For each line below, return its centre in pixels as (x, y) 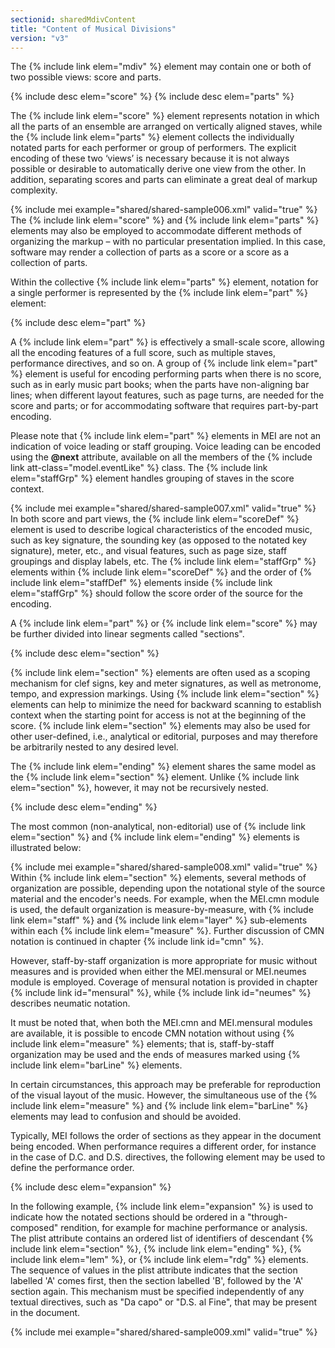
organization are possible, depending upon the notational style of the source (168, 888)
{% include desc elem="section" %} (85, 653)
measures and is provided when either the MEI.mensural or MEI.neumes (158, 972)
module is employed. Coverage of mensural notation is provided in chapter (164, 982)
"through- (267, 1217)
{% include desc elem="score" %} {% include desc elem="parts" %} (152, 97)
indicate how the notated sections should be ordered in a (127, 1217)
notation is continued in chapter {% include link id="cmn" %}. (137, 942)
